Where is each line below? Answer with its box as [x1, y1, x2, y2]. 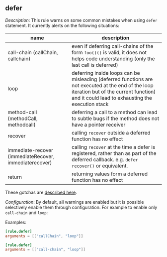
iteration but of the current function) [72, 88, 156, 95]
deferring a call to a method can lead [72, 109, 158, 116]
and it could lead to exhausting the [72, 94, 153, 101]
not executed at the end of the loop [72, 82, 154, 89]
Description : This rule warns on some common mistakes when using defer [5, 17, 158, 23]
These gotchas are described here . [5, 189, 77, 195]
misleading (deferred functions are [72, 76, 153, 83]
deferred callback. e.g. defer [72, 156, 138, 163]
